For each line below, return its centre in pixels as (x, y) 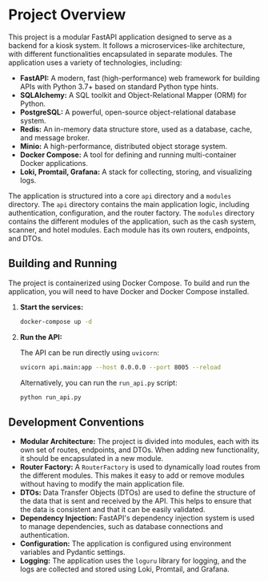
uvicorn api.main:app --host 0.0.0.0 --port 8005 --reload (120, 367)
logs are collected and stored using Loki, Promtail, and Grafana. (124, 569)
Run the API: (41, 337)
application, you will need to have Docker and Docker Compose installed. (129, 291)
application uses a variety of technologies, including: (95, 63)
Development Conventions (76, 422)
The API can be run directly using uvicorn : (90, 352)
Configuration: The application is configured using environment (126, 544)
